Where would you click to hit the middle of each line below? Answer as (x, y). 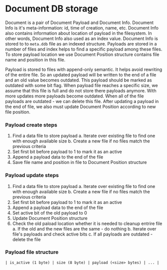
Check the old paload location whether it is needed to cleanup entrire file (87, 223)
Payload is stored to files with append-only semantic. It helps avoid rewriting (84, 69)
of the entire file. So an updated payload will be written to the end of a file (81, 74)
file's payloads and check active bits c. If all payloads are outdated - (83, 234)
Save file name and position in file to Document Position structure (80, 162)
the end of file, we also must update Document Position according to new (81, 106)
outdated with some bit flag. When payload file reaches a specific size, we (82, 85)
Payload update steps (32, 175)
